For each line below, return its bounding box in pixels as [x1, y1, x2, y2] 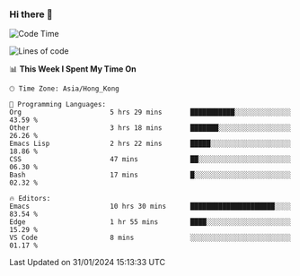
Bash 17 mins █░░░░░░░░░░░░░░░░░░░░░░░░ [9, 170, 292, 180]
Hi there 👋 [9, 8, 54, 21]
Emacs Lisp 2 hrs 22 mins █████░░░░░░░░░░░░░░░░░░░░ [9, 139, 292, 149]
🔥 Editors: [9, 194, 51, 203]
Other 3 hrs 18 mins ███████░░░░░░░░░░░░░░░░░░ [9, 124, 292, 133]
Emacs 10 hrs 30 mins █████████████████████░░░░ [9, 202, 292, 211]
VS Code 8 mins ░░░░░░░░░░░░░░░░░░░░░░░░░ [9, 233, 292, 243]
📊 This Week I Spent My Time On [9, 64, 137, 74]
